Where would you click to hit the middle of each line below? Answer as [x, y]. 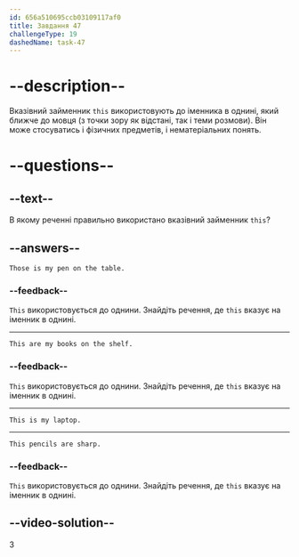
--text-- [31, 198]
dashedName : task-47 [48, 42]
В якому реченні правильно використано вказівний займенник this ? [140, 220]
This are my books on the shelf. [71, 344]
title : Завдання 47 [45, 26]
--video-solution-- [62, 523]
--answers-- [44, 248]
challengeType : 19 [43, 34]
